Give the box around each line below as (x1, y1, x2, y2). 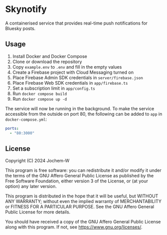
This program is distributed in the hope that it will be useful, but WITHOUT (5, 193, 158, 199)
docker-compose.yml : (5, 116, 47, 122)
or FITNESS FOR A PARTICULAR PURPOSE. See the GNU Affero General (5, 204, 154, 210)
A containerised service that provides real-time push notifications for (5, 20, 148, 26)
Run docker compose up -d (12, 96, 67, 102)
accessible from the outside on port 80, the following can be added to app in (5, 111, 162, 117)
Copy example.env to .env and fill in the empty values (12, 64, 122, 70)
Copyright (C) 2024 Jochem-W (5, 158, 70, 164)
